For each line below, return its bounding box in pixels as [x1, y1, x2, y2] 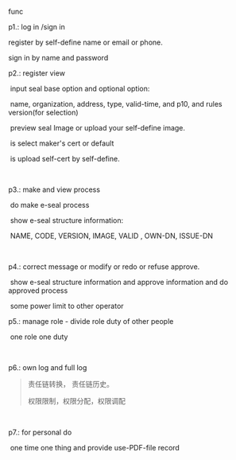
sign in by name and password [8, 53, 109, 62]
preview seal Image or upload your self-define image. [10, 123, 185, 132]
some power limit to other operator [10, 302, 125, 310]
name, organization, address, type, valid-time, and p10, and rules [10, 99, 222, 108]
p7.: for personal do [8, 427, 72, 437]
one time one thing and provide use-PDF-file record [10, 443, 180, 452]
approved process [8, 286, 68, 295]
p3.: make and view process [8, 185, 101, 194]
